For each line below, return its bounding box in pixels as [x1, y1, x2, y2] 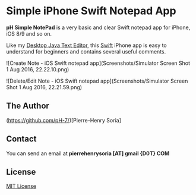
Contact [6, 134, 37, 144]
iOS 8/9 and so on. [6, 30, 52, 37]
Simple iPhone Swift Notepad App [6, 4, 176, 18]
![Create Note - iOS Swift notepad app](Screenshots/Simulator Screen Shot [6, 59, 190, 67]
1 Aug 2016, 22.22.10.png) [6, 65, 69, 73]
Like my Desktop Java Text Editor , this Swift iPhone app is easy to [6, 42, 167, 49]
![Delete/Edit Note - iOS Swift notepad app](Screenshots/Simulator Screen [6, 77, 188, 84]
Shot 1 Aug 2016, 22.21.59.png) [6, 83, 82, 90]
